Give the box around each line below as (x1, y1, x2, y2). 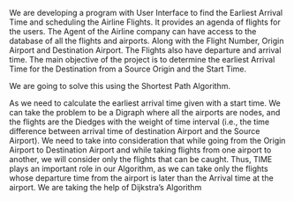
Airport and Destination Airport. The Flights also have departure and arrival (9, 45, 282, 56)
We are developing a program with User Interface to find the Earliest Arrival (9, 8, 283, 18)
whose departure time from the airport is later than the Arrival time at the (9, 173, 274, 183)
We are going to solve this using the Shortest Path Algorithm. (9, 81, 231, 91)
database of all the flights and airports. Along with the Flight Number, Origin (9, 35, 284, 46)
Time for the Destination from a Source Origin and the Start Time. (9, 63, 247, 74)
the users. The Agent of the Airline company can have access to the (9, 26, 257, 36)
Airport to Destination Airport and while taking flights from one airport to (9, 145, 272, 155)
